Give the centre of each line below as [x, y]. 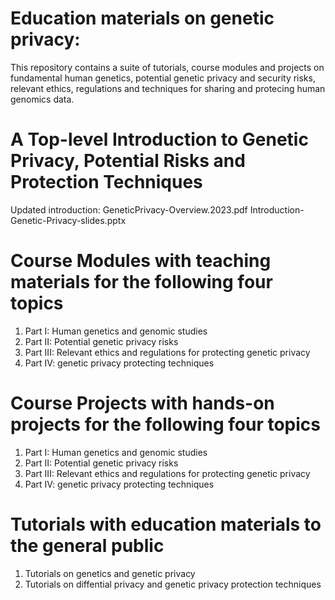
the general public [87, 545]
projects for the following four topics [166, 424]
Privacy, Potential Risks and [128, 161]
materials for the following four [141, 282]
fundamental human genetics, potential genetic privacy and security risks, [163, 78]
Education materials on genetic [142, 18]
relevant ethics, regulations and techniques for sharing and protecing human [168, 88]
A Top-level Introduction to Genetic [159, 139]
